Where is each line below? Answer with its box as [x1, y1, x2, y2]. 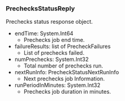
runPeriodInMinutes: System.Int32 [14, 82, 101, 89]
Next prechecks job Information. [23, 75, 105, 83]
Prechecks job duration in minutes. [23, 88, 111, 96]
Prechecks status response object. [5, 18, 93, 26]
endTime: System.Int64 [14, 30, 74, 37]
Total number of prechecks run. [23, 62, 104, 69]
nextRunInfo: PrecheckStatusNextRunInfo [14, 69, 120, 76]
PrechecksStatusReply [5, 4, 76, 13]
